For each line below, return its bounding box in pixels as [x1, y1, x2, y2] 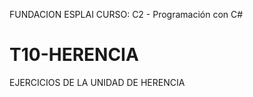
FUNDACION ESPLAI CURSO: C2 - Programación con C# [9, 9, 244, 20]
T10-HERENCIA [9, 44, 139, 66]
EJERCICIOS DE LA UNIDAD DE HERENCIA [9, 76, 186, 88]
